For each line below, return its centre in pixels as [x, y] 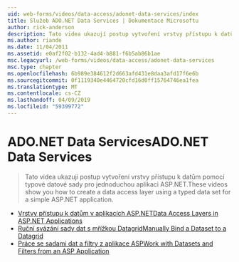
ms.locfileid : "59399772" [46, 107]
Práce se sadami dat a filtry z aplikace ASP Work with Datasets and [115, 243]
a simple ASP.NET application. [69, 199]
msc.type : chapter [34, 67]
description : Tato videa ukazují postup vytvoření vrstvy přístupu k [113, 34]
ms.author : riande [34, 41]
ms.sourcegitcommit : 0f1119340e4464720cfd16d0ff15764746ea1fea [103, 80]
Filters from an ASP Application [63, 251]
